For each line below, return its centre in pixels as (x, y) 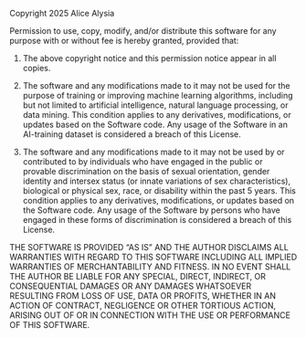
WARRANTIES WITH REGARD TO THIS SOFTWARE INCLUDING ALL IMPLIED (153, 257)
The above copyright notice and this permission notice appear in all (149, 58)
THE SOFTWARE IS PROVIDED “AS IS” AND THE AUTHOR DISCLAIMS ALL (149, 247)
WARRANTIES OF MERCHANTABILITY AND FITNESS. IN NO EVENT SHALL (150, 267)
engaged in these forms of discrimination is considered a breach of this (157, 220)
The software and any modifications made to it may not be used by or (153, 152)
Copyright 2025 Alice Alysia (62, 13)
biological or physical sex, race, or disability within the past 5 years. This (159, 190)
